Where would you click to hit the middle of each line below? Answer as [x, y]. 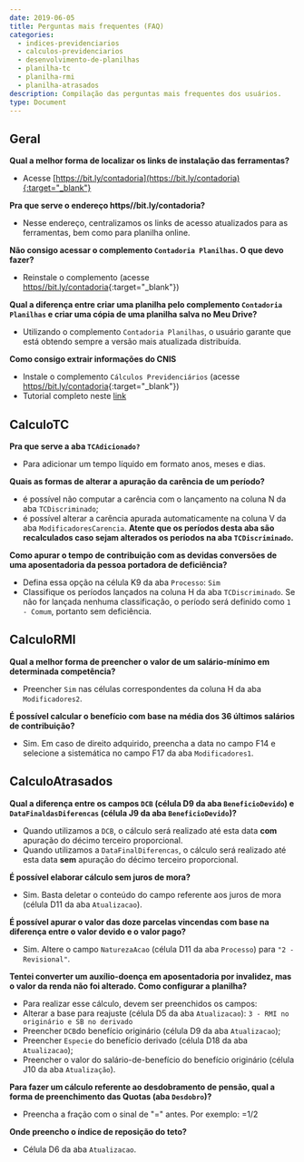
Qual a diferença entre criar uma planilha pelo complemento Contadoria [146, 305]
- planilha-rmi [46, 77]
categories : [32, 34]
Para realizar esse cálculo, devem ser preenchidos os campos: [140, 1003]
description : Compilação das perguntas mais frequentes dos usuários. [146, 93]
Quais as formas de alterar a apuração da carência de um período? [137, 481]
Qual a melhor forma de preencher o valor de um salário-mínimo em [140, 661]
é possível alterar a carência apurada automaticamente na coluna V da [154, 518]
